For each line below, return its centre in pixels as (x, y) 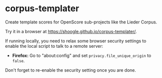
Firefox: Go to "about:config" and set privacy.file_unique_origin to (81, 55)
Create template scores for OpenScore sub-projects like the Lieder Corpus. (81, 22)
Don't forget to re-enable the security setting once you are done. (71, 70)
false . (18, 60)
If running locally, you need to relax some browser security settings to (76, 41)
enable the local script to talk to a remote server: (54, 46)
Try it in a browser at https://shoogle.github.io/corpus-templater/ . (71, 31)
